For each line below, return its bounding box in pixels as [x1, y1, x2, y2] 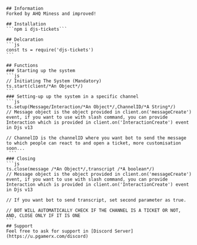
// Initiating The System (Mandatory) [6, 78, 102, 84]
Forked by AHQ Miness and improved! [6, 11, 96, 17]
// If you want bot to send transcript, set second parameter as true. [6, 197, 186, 203]
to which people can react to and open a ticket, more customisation [6, 140, 182, 146]
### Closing [6, 156, 35, 162]
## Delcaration [6, 37, 44, 43]
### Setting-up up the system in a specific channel [6, 94, 139, 99]
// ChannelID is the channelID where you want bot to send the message [6, 135, 186, 141]
